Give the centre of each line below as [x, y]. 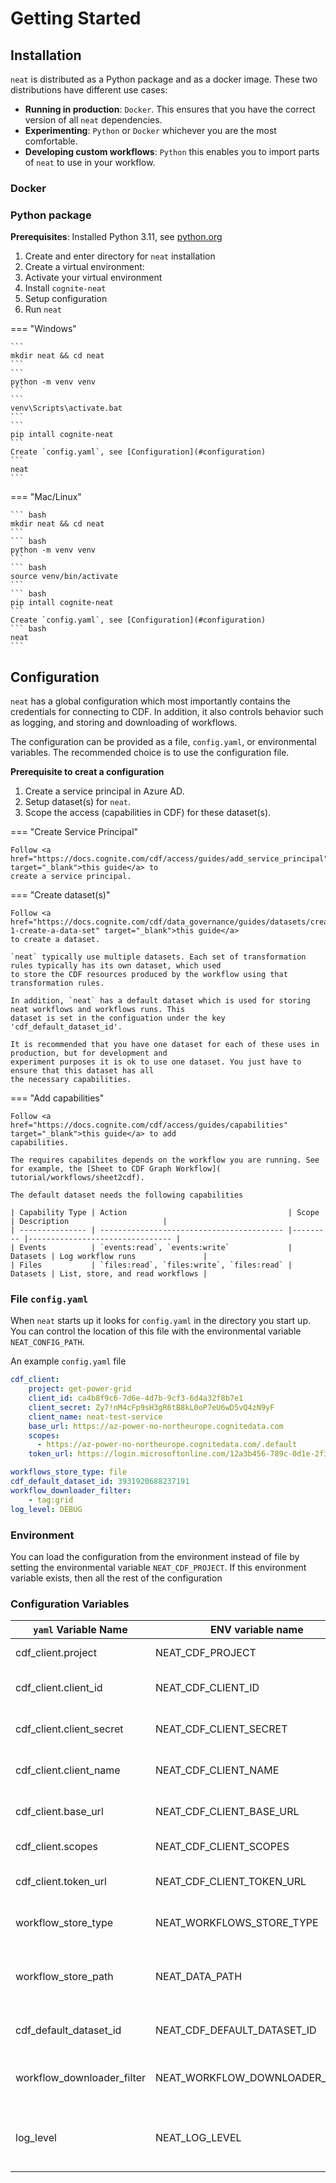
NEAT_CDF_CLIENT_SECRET [221, 1729]
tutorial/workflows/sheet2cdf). [77, 1178]
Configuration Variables [70, 1604]
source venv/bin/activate [64, 577]
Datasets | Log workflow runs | [109, 1257]
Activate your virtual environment [93, 278]
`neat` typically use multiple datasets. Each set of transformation [158, 957]
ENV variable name [256, 1630]
